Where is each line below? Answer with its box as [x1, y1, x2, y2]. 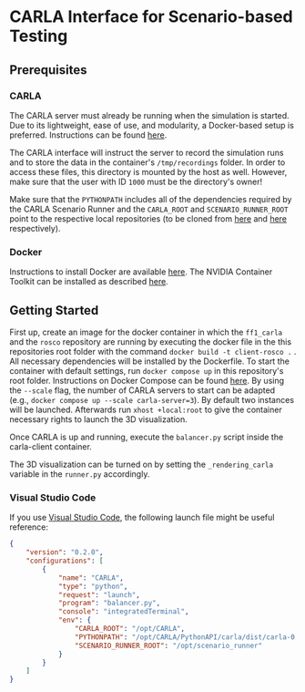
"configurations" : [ [25, 556, 104, 566]
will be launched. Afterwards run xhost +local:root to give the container [9, 404, 282, 415]
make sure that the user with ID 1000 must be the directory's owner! [9, 176, 262, 187]
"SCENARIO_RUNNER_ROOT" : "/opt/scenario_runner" [74, 641, 262, 650]
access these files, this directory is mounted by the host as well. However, [9, 166, 288, 177]
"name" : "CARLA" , [57, 573, 125, 583]
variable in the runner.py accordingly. [9, 468, 150, 480]
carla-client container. [9, 440, 93, 452]
